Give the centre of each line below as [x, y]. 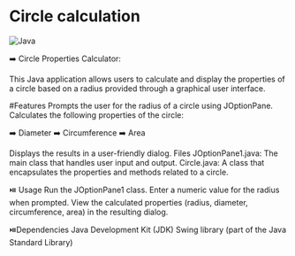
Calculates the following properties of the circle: [96, 115]
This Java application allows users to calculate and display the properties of [147, 79]
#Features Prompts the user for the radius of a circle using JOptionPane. [141, 105]
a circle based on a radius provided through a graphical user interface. [137, 88]
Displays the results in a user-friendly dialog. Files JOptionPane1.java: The [144, 153]
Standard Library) [41, 242]
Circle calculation [75, 16]
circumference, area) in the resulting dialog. [89, 212]
